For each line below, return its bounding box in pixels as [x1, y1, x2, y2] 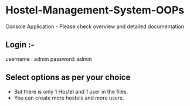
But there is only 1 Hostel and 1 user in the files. [13, 88, 128, 95]
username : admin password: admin [5, 55, 92, 62]
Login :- [5, 40, 35, 50]
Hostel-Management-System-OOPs [5, 4, 185, 17]
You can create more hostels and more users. [13, 94, 124, 101]
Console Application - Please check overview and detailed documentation [5, 23, 185, 30]
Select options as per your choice [5, 73, 131, 83]
